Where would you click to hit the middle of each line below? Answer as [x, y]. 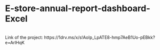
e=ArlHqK [15, 42]
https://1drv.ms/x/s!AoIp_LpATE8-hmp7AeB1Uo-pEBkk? [99, 37]
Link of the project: [24, 37]
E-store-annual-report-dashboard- [78, 8]
